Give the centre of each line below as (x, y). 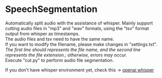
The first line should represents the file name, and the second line (73, 49)
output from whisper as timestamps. (42, 33)
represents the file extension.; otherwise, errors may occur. (66, 55)
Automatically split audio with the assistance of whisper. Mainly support (79, 23)
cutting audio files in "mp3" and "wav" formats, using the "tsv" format (77, 28)
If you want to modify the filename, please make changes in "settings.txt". (81, 44)
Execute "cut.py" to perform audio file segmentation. (59, 60)
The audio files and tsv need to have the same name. (60, 39)
